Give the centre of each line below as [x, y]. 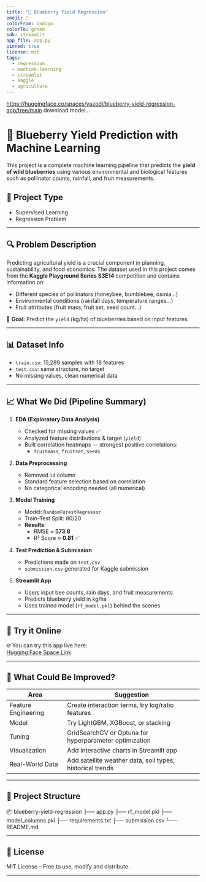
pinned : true [23, 47]
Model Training [35, 500]
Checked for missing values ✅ [63, 431]
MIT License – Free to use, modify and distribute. [68, 867]
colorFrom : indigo [30, 23]
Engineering [27, 712]
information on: [25, 282]
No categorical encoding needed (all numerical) [85, 488]
